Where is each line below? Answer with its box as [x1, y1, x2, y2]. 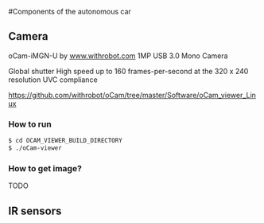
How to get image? [8, 162, 82, 174]
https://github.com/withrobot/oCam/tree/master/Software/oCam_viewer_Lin [8, 90, 257, 100]
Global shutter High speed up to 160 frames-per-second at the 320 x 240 [8, 66, 249, 76]
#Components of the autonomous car [8, 7, 131, 16]
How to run [8, 119, 52, 130]
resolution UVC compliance [8, 75, 98, 84]
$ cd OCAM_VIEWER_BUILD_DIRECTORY [8, 137, 123, 145]
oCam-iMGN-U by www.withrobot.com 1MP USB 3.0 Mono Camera [8, 51, 228, 61]
